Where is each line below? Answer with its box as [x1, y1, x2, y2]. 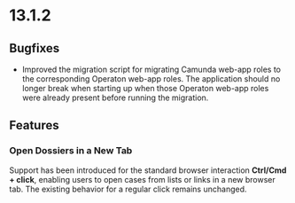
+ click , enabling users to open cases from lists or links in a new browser [9, 174, 276, 184]
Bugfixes [9, 41, 60, 56]
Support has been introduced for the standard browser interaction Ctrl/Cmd [9, 165, 287, 176]
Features [9, 118, 59, 133]
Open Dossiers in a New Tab [9, 144, 133, 157]
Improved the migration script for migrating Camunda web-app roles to [21, 64, 282, 74]
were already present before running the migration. [21, 92, 209, 103]
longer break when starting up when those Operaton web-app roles [21, 83, 269, 93]
